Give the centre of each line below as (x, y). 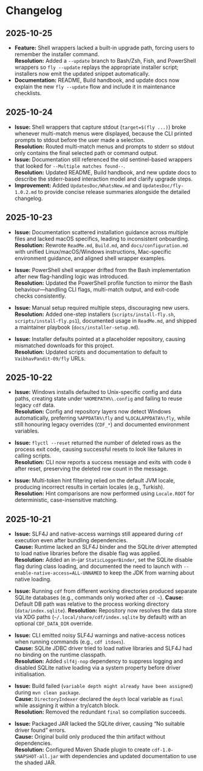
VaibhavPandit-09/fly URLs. (50, 358)
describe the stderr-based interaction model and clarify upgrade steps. (103, 179)
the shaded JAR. (35, 762)
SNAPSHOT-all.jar (36, 757)
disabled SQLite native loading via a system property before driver (98, 668)
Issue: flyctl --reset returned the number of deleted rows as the (98, 443)
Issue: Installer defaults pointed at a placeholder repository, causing (100, 339)
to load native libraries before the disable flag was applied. (88, 553)
